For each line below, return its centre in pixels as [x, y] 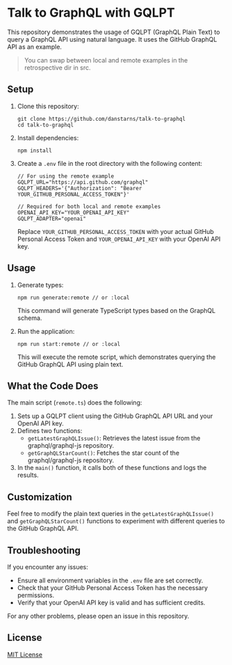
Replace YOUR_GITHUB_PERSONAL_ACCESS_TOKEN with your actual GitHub [115, 231]
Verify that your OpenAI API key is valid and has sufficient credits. [111, 603]
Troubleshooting [44, 550]
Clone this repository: [48, 106]
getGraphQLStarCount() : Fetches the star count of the [103, 453]
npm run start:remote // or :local [69, 344]
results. [28, 475]
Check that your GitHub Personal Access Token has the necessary [113, 588]
